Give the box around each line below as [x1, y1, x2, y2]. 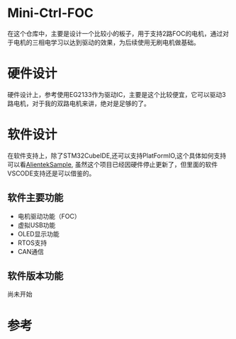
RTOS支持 [17, 239, 47, 247]
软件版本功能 [7, 270, 64, 282]
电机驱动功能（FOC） [17, 212, 81, 220]
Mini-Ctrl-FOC [7, 5, 94, 21]
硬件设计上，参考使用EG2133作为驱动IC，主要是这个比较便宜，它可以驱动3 [7, 90, 227, 98]
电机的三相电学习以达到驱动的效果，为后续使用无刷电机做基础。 [13, 38, 200, 47]
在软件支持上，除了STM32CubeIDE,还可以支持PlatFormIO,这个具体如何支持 [7, 151, 227, 160]
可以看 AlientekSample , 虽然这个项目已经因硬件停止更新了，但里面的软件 [7, 160, 218, 168]
